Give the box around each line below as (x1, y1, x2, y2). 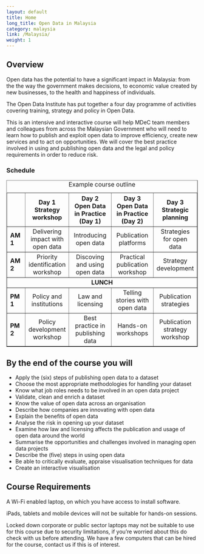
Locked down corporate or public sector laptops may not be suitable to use (6, 521, 194, 528)
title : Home (6, 15, 36, 21)
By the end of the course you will (6, 358, 133, 368)
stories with (115, 296, 149, 304)
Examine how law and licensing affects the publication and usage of (15, 425, 185, 433)
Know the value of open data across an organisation (15, 399, 146, 407)
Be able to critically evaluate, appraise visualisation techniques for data (15, 457, 193, 465)
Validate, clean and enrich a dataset (15, 393, 105, 400)
